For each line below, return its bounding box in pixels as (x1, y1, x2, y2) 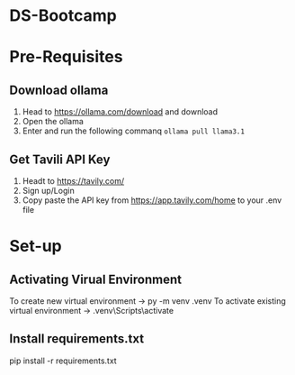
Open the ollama (22, 116, 84, 127)
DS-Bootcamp (9, 5, 117, 26)
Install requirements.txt (9, 331, 145, 347)
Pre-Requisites (9, 47, 123, 68)
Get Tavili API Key (9, 151, 111, 167)
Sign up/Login (22, 186, 75, 196)
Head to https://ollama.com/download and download (22, 106, 219, 117)
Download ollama (9, 82, 109, 97)
